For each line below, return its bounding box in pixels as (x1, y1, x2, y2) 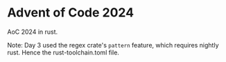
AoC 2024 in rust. (7, 28, 58, 36)
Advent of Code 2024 (7, 5, 134, 21)
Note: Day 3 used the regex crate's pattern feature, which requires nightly (7, 41, 220, 49)
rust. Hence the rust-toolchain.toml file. (7, 48, 120, 56)
